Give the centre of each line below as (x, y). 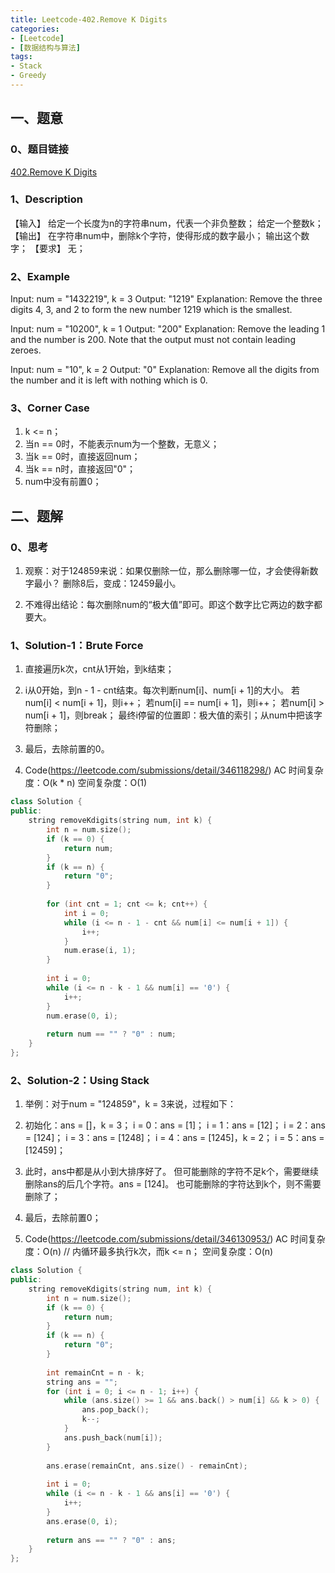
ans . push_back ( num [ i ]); (113, 1437)
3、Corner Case (50, 408)
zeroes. (26, 350)
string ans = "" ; (82, 1382)
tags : (21, 57)
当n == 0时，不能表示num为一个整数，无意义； (122, 444)
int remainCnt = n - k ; (95, 1372)
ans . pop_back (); (115, 1410)
